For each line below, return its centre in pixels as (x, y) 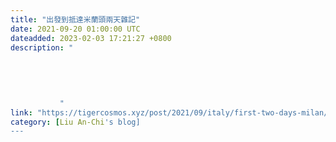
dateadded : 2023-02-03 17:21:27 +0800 (91, 38)
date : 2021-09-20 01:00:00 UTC (75, 29)
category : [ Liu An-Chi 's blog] (75, 122)
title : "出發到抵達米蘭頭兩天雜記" (75, 19)
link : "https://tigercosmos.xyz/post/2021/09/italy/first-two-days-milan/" (171, 112)
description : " (42, 47)
